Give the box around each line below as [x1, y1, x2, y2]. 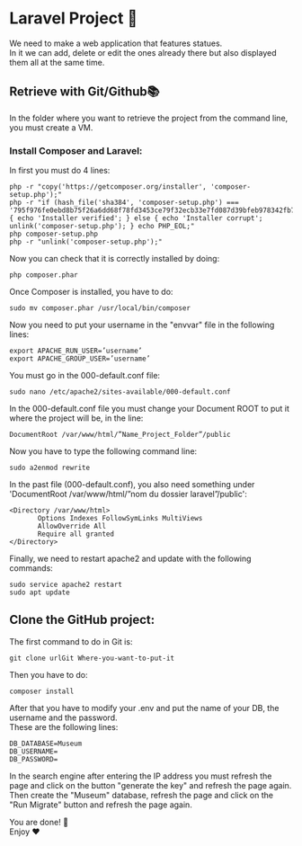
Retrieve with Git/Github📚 [9, 85, 160, 100]
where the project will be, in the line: [9, 413, 144, 423]
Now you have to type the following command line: [9, 446, 198, 457]
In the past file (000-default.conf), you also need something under [9, 479, 255, 490]
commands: [9, 563, 54, 574]
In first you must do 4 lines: [9, 165, 111, 176]
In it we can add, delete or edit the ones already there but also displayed [9, 47, 277, 58]
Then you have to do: [9, 669, 88, 680]
